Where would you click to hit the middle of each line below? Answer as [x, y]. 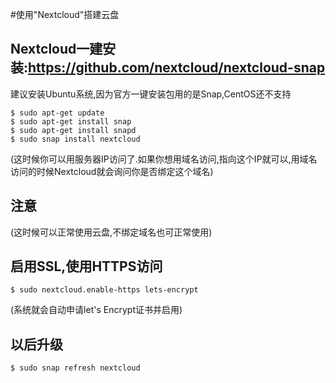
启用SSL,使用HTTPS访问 [86, 266]
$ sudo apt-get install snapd [73, 130]
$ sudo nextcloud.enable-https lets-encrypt [104, 290]
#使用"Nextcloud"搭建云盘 [65, 14]
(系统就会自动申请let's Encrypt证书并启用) [96, 310]
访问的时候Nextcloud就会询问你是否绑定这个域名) [112, 171]
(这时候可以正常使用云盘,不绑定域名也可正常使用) [111, 232]
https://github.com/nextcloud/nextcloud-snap [177, 68]
